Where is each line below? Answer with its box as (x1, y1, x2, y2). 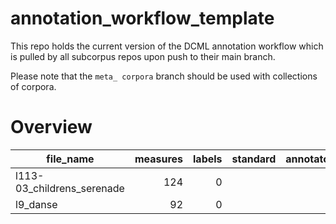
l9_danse (15, 197, 58, 211)
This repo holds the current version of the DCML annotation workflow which (10, 40, 324, 52)
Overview (10, 116, 93, 139)
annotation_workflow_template (10, 7, 275, 30)
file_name (46, 152, 95, 166)
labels (193, 152, 223, 166)
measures (134, 152, 184, 166)
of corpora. (10, 80, 57, 92)
